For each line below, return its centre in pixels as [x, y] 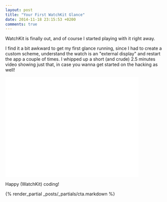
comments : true [21, 24]
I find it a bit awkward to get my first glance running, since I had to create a [84, 48]
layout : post [19, 10]
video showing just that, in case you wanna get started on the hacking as [82, 64]
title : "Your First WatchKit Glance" [45, 15]
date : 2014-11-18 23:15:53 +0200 [41, 19]
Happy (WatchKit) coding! [32, 184]
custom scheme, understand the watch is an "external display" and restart [83, 54]
